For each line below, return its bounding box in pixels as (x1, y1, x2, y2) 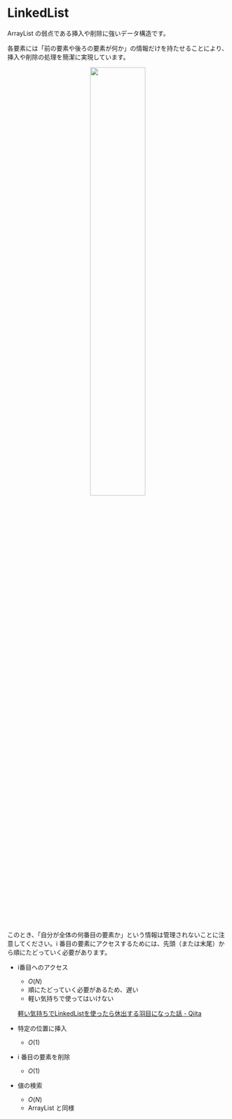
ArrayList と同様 (27, 1104, 75, 1112)
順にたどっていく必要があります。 (13, 947, 111, 957)
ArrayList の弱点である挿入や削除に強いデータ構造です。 (7, 29, 170, 37)
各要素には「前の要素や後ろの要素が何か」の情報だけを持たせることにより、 (7, 44, 228, 52)
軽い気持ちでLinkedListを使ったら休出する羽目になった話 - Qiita (17, 1009, 202, 1017)
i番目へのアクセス (17, 963, 69, 971)
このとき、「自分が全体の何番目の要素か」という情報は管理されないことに (7, 930, 219, 939)
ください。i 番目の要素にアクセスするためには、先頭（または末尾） (25, 939, 219, 947)
